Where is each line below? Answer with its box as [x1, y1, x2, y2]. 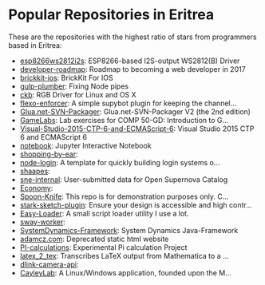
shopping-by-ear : [19, 149, 78, 159]
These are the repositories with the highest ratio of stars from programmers [8, 32, 257, 42]
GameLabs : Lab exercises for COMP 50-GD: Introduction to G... [19, 115, 229, 125]
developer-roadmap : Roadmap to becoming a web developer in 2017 [19, 64, 246, 73]
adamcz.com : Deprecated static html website [19, 234, 169, 243]
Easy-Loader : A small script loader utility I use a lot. [19, 208, 189, 218]
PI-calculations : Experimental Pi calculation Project [19, 242, 188, 252]
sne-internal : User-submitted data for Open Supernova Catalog [19, 174, 228, 184]
